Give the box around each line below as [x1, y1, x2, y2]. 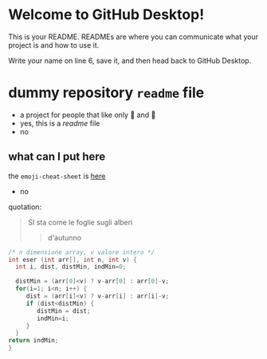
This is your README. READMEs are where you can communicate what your [8, 32, 259, 41]
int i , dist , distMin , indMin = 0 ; [15, 263, 127, 271]
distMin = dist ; [37, 306, 91, 315]
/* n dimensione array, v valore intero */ [8, 248, 155, 256]
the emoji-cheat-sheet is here [8, 171, 106, 181]
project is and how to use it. [8, 40, 100, 49]
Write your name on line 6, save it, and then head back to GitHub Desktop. [8, 56, 252, 65]
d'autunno [47, 232, 82, 242]
